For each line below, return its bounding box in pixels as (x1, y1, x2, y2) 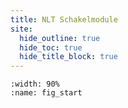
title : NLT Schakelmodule (10, 14, 118, 25)
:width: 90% (10, 79, 60, 90)
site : (10, 24, 33, 34)
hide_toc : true (19, 42, 83, 53)
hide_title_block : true (19, 52, 118, 62)
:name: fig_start (10, 88, 83, 98)
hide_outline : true (19, 33, 101, 43)
